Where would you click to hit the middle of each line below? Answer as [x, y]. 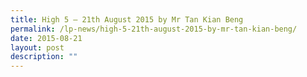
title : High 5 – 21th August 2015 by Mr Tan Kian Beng [127, 19]
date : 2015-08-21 [46, 38]
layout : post [37, 47]
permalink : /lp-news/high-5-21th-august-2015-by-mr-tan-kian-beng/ [154, 29]
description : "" [44, 57]
